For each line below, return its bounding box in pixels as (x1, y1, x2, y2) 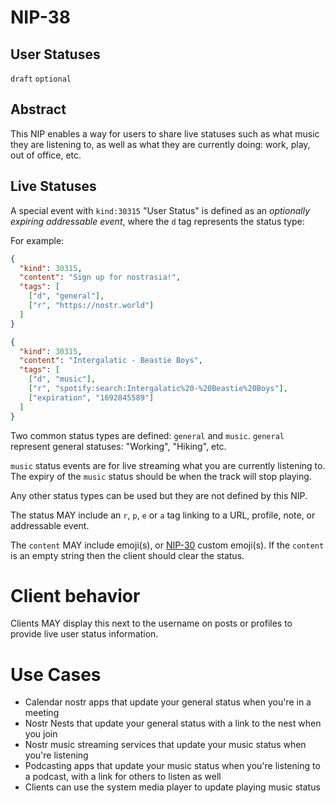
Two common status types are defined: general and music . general (10, 429, 285, 441)
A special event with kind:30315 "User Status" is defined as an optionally (10, 204, 311, 216)
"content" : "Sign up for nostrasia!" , (19, 272, 182, 283)
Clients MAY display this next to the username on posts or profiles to (10, 617, 293, 630)
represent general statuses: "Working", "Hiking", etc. (10, 440, 227, 452)
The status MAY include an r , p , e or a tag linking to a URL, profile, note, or (10, 509, 316, 521)
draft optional (10, 74, 72, 84)
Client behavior (10, 584, 141, 607)
